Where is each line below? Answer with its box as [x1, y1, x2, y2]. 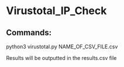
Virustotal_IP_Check [6, 4, 107, 18]
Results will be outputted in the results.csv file [6, 55, 117, 61]
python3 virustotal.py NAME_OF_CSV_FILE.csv [6, 43, 118, 50]
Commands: [6, 28, 52, 38]
